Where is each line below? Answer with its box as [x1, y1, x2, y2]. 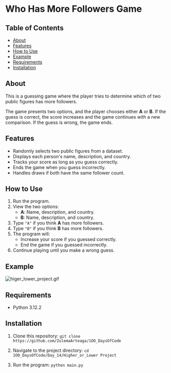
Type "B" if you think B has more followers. [12, 226, 104, 232]
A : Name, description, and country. [20, 209, 95, 215]
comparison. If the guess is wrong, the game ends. [5, 119, 113, 125]
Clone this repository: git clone [12, 332, 81, 339]
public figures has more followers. [5, 98, 78, 104]
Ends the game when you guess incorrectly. [12, 164, 106, 170]
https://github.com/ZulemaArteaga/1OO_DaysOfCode [12, 338, 122, 343]
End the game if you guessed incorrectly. [20, 242, 108, 248]
